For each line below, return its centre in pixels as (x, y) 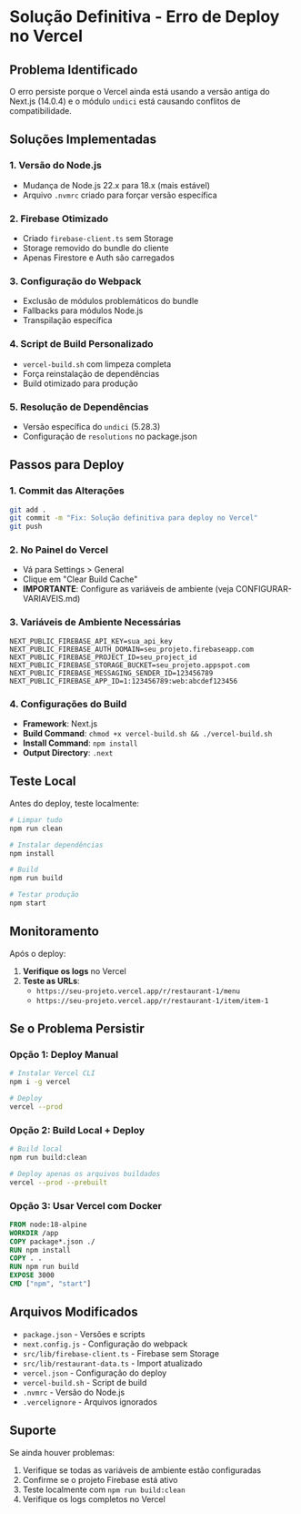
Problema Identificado (74, 70)
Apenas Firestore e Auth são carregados (98, 258)
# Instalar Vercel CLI (52, 1073)
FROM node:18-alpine (49, 1224)
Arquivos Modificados (74, 1312)
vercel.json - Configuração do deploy (95, 1373)
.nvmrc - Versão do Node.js (74, 1392)
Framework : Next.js (60, 724)
